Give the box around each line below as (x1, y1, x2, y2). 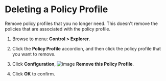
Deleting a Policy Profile (5, 4, 108, 15)
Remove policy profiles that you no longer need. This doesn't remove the (5, 20, 158, 26)
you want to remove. (12, 51, 56, 57)
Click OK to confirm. (12, 70, 56, 77)
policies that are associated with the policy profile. (5, 25, 111, 32)
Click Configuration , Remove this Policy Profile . (12, 61, 134, 67)
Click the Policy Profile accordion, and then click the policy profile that (12, 45, 161, 51)
